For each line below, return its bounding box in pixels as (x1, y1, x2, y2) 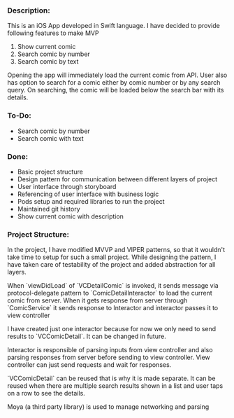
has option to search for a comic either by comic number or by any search (7, 78, 221, 87)
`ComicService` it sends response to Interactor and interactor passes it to (7, 304, 219, 312)
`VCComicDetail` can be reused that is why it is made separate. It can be (7, 374, 216, 383)
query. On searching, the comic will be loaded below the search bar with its (7, 86, 224, 95)
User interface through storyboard (17, 182, 117, 190)
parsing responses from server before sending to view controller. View (7, 353, 211, 362)
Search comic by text (17, 57, 79, 66)
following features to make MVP (7, 29, 99, 37)
